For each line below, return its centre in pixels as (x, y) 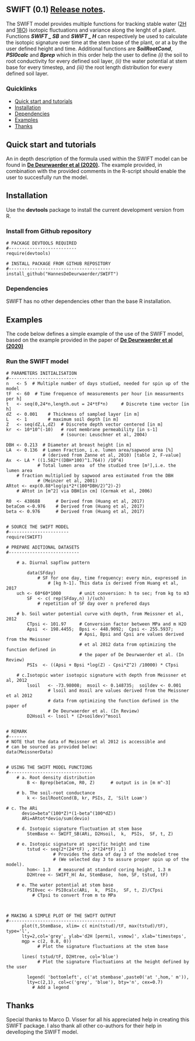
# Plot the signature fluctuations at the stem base (102, 947)
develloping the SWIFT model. (42, 1032)
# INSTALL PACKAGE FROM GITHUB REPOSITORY (58, 264)
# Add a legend (50, 988)
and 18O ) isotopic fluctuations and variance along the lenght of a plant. (91, 30)
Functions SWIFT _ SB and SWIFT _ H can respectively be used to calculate (97, 36)
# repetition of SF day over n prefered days (93, 604)
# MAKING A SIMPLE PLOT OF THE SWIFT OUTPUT (61, 916)
